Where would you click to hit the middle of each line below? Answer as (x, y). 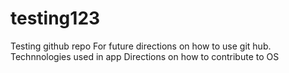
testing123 (55, 18)
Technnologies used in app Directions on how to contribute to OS (145, 56)
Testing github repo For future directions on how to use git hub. (141, 46)
